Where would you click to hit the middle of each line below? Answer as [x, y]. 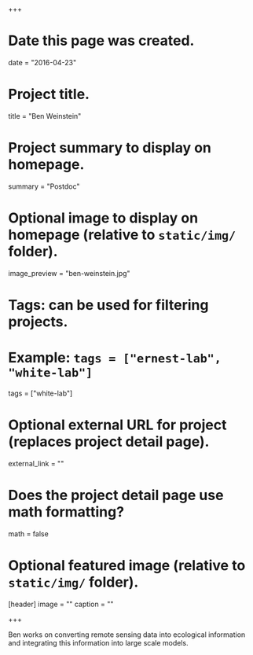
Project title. [49, 94]
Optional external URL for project [117, 425]
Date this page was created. [101, 41]
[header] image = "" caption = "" [61, 604]
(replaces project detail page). [109, 442]
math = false [28, 534]
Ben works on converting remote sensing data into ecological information [127, 635]
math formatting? [66, 512]
